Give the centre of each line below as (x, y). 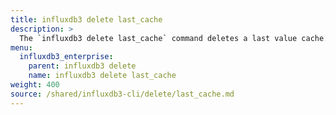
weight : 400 (35, 85)
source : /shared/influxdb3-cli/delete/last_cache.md (122, 94)
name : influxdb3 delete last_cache (102, 76)
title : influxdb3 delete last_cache (86, 19)
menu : (21, 47)
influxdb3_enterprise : (66, 57)
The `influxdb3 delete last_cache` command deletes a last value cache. (174, 38)
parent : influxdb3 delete (82, 66)
